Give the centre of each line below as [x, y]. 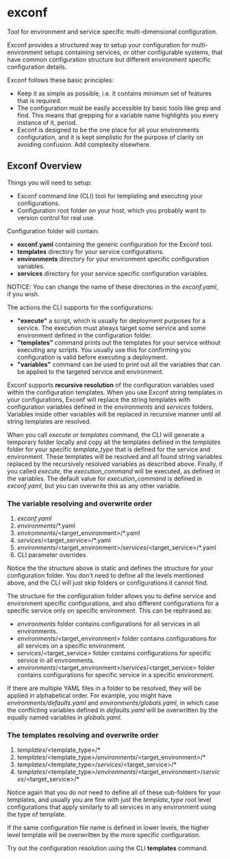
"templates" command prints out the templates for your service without [119, 342]
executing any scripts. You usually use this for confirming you [104, 350]
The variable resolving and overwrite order [80, 504]
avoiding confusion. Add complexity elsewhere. [84, 144]
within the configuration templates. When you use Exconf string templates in [115, 392]
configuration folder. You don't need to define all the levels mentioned [105, 576]
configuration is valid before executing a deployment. [92, 357]
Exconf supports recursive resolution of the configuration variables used [111, 385]
